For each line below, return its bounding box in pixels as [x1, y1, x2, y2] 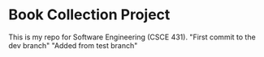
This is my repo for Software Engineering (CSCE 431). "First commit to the [8, 32, 256, 42]
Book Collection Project [8, 6, 171, 24]
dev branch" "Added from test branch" [8, 40, 138, 50]
